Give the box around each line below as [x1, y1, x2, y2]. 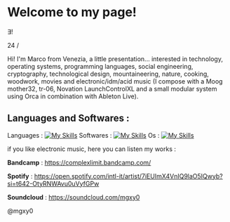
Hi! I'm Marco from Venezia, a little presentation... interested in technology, [7, 54, 223, 63]
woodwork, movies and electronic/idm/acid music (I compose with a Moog [7, 77, 223, 85]
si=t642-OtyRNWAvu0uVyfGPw [7, 179, 100, 188]
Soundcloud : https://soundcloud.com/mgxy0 [7, 192, 140, 201]
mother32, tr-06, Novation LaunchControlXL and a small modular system [7, 84, 217, 93]
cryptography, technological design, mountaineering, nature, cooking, [7, 70, 209, 78]
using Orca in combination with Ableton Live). [7, 92, 139, 100]
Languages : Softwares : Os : [7, 131, 160, 139]
